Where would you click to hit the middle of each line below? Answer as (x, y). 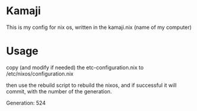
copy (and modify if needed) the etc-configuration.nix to (75, 67)
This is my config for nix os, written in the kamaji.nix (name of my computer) (99, 27)
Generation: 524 (26, 103)
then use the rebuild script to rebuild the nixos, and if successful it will (91, 85)
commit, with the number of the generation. (59, 91)
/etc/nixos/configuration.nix (40, 74)
